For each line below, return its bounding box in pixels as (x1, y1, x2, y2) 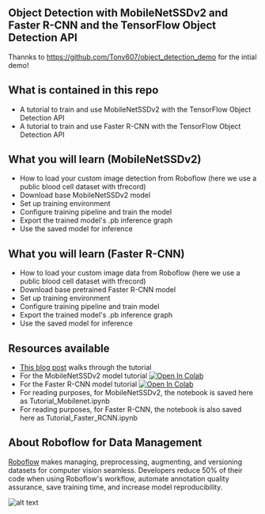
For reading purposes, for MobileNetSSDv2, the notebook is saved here (19, 388, 253, 398)
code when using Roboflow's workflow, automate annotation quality (8, 474, 229, 483)
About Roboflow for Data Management (8, 436, 203, 450)
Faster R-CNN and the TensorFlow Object (8, 19, 216, 32)
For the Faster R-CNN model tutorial (19, 379, 138, 389)
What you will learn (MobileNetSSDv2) (8, 153, 202, 166)
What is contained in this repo (8, 83, 159, 97)
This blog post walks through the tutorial (19, 363, 152, 372)
